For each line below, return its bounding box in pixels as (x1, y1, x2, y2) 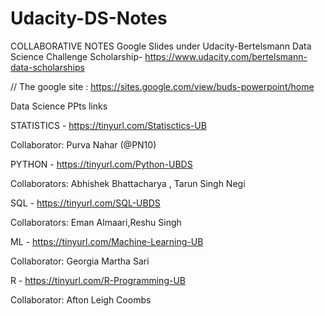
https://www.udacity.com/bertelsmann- (144, 50, 308, 62)
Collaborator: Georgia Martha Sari (10, 255, 150, 267)
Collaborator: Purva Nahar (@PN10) (10, 138, 157, 151)
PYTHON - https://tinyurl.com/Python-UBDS (10, 158, 193, 170)
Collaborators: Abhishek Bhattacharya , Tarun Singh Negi (10, 177, 246, 189)
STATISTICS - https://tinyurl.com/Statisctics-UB (10, 119, 207, 131)
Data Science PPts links (10, 100, 108, 112)
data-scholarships (10, 61, 85, 73)
